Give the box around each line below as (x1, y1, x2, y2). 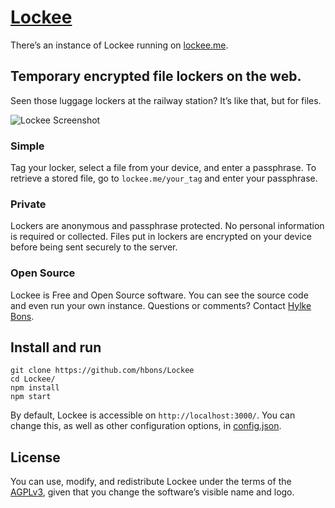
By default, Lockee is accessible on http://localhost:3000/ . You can (10, 409, 296, 421)
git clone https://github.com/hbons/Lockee (10, 366, 195, 376)
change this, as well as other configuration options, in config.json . (10, 420, 282, 432)
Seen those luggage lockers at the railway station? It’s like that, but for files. (10, 94, 322, 106)
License (10, 449, 61, 466)
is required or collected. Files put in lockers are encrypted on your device (10, 231, 312, 243)
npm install (10, 383, 60, 393)
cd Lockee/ (10, 374, 56, 385)
